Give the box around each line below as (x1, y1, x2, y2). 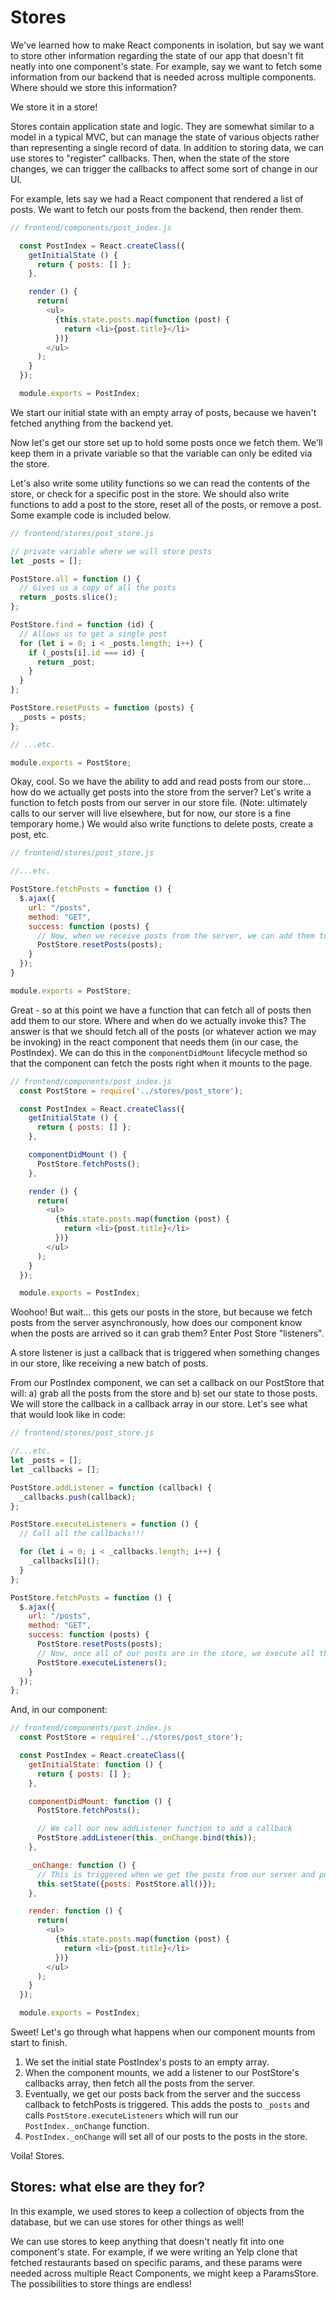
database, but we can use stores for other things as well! (10, 2216, 245, 2228)
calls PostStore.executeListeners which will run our (24, 2109, 239, 2121)
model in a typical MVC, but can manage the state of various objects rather (10, 131, 320, 143)
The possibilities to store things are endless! (10, 2277, 192, 2290)
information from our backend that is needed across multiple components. (10, 71, 317, 83)
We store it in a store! (10, 101, 98, 113)
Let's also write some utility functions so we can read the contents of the (10, 477, 311, 489)
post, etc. (10, 829, 50, 841)
